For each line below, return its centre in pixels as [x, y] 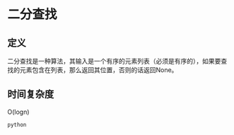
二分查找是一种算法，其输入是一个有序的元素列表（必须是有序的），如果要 [114, 61]
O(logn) [18, 112]
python [17, 124]
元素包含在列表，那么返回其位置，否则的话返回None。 [99, 70]
